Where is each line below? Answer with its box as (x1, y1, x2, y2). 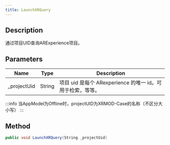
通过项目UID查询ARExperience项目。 (5, 40, 82, 46)
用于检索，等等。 (59, 87, 100, 94)
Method (5, 122, 31, 130)
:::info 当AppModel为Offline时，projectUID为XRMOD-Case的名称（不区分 (5, 101, 158, 107)
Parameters (5, 55, 43, 63)
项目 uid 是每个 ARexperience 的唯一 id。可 (59, 79, 162, 86)
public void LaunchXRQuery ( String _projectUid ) (5, 135, 108, 140)
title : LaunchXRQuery (5, 7, 51, 13)
